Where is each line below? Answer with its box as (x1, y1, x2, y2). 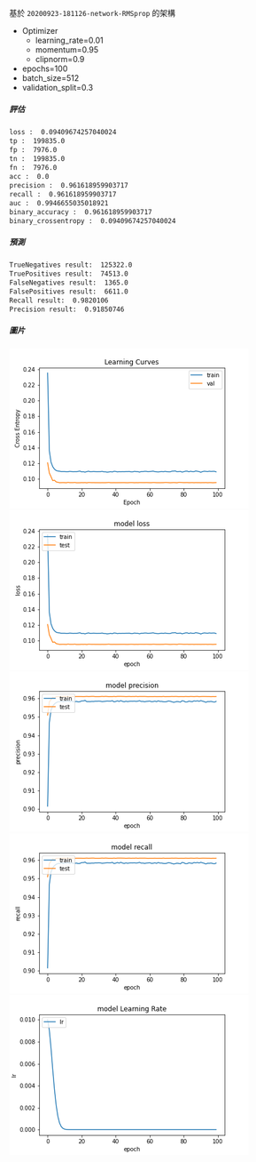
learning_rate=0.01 (35, 35, 104, 45)
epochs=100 (21, 63, 68, 74)
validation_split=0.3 (21, 83, 94, 92)
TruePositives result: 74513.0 (9, 269, 128, 278)
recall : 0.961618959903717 (9, 189, 117, 198)
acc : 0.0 (9, 172, 50, 180)
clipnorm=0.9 (35, 54, 85, 64)
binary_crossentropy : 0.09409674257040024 (9, 216, 176, 225)
